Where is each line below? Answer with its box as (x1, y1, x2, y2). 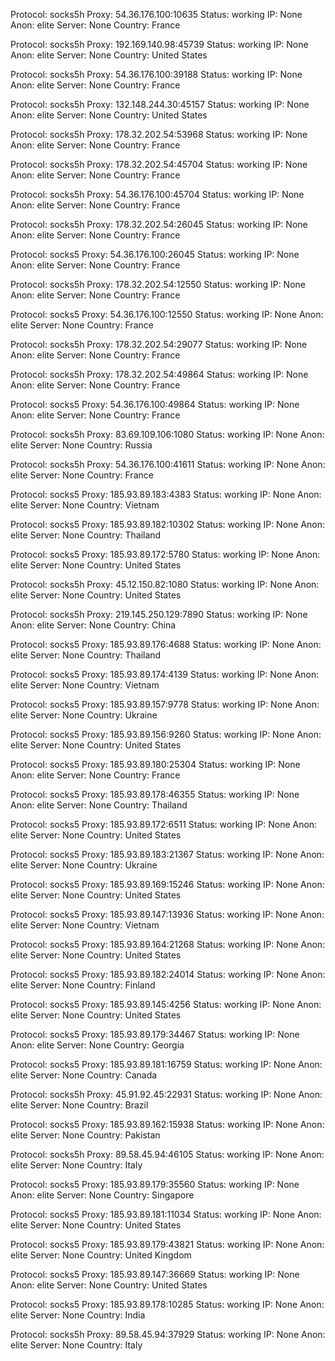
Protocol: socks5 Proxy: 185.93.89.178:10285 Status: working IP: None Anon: (10, 1299, 325, 1310)
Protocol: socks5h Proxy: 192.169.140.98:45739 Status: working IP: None (10, 39, 309, 50)
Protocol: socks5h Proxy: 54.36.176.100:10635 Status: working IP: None (10, 9, 303, 20)
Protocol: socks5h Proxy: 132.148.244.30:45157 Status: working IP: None (10, 99, 310, 110)
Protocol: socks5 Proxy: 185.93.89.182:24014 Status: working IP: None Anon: (10, 969, 326, 980)
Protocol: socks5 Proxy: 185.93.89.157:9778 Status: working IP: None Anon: (10, 699, 320, 710)
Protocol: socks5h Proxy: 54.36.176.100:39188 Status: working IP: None (10, 69, 303, 80)
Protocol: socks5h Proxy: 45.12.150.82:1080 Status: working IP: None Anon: (10, 579, 320, 590)
